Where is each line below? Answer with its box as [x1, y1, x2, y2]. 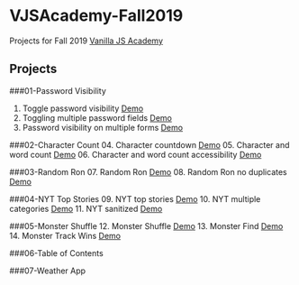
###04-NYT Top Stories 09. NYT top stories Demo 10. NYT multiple [9, 193, 261, 204]
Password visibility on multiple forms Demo [22, 122, 183, 133]
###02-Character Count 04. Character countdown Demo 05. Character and [9, 139, 290, 150]
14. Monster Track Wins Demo [9, 230, 122, 241]
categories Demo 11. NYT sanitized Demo [9, 203, 163, 214]
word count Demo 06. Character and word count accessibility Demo [9, 149, 262, 160]
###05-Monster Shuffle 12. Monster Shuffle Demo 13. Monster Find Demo [9, 220, 284, 231]
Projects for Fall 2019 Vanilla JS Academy [9, 35, 164, 46]
